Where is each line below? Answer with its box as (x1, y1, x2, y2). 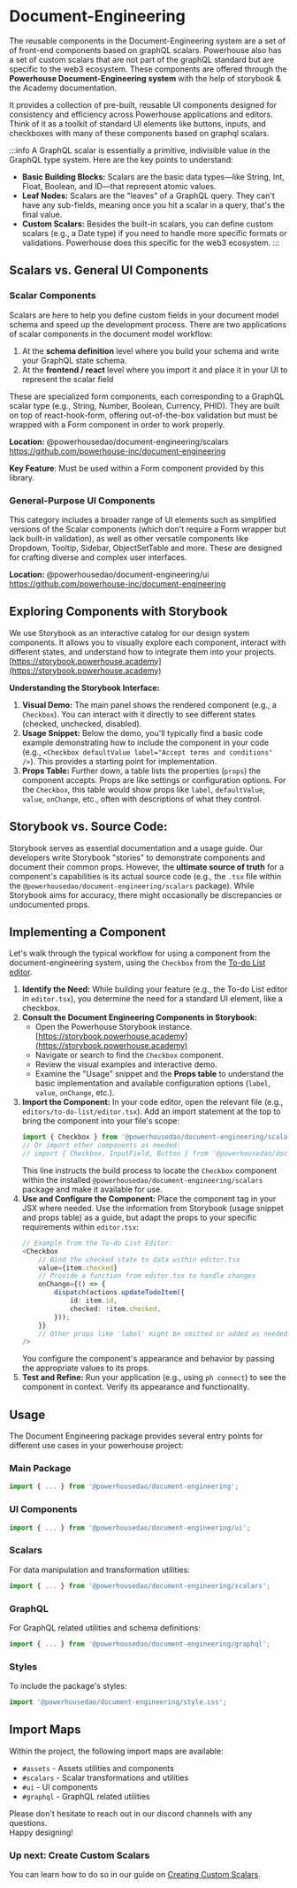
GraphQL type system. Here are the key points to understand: (9, 154, 234, 165)
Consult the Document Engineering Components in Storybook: (21, 1012, 258, 1023)
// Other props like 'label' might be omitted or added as (38, 1329, 261, 1338)
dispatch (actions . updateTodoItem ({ (54, 1288, 186, 1297)
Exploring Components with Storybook (9, 604, 228, 619)
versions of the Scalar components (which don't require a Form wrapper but (9, 524, 286, 534)
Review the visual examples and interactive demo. (34, 1059, 218, 1070)
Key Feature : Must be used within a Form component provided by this (9, 463, 264, 473)
